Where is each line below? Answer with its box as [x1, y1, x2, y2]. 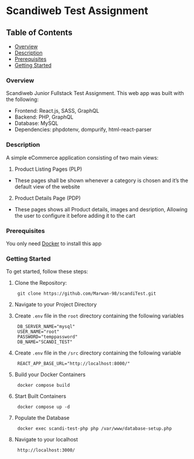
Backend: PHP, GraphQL [14, 113, 74, 121]
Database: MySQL [14, 120, 58, 127]
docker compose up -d [17, 404, 70, 410]
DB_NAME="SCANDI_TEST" [17, 339, 73, 345]
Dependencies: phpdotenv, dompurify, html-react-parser [14, 126, 152, 133]
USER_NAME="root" [17, 329, 60, 335]
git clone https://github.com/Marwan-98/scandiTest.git [17, 291, 157, 297]
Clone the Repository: [14, 279, 67, 286]
